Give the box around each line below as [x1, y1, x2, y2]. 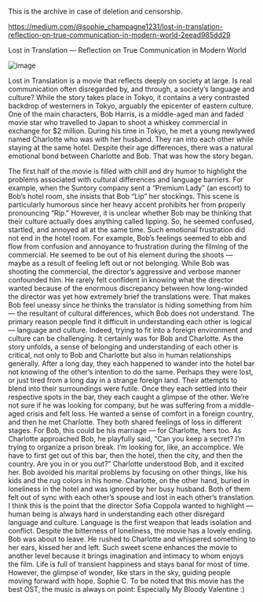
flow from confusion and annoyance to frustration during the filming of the [8, 242, 249, 251]
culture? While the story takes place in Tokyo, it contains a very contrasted [8, 93, 250, 102]
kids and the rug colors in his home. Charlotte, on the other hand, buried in [8, 476, 250, 485]
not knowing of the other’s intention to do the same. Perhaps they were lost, [8, 367, 254, 376]
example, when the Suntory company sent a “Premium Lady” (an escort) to [8, 183, 251, 192]
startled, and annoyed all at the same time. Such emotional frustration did [8, 225, 246, 235]
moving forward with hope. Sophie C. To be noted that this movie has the [8, 576, 245, 585]
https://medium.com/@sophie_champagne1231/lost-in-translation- [8, 22, 224, 31]
